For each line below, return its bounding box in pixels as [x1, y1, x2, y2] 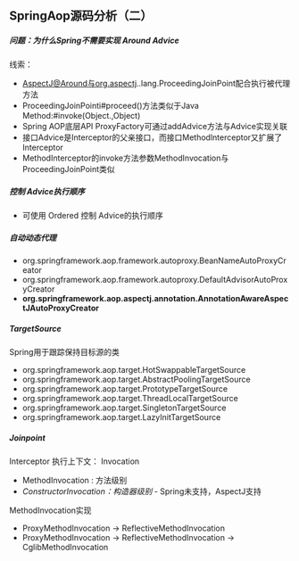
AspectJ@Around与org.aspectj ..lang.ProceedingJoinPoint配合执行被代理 [21, 78, 291, 89]
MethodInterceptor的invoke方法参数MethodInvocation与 [21, 153, 229, 163]
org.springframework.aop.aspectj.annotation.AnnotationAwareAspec [21, 293, 289, 304]
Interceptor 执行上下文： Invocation [9, 456, 140, 466]
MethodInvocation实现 [9, 505, 92, 516]
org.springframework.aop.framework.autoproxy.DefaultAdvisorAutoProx [21, 275, 288, 285]
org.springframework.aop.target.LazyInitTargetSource [21, 412, 221, 423]
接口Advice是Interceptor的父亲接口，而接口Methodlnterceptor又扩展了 [21, 132, 283, 143]
